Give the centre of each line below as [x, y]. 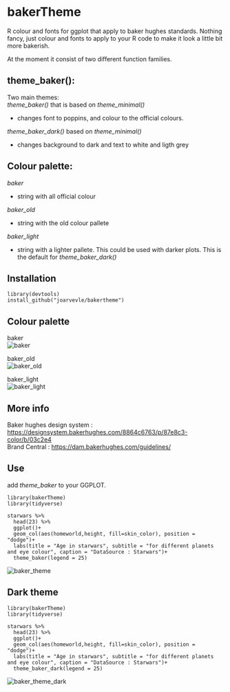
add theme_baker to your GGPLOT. [57, 485]
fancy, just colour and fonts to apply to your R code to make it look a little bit [115, 38]
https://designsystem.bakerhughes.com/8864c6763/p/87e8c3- [97, 432]
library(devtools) [33, 294]
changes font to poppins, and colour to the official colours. [100, 118]
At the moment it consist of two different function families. [90, 59]
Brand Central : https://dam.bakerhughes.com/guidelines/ [89, 447]
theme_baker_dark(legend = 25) [58, 669]
